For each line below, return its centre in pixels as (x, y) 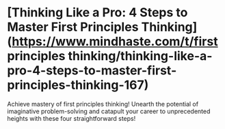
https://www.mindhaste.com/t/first (115, 42)
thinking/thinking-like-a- (140, 56)
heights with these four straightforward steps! (71, 118)
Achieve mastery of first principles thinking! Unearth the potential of (103, 104)
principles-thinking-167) (78, 85)
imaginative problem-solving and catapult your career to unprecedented (109, 111)
